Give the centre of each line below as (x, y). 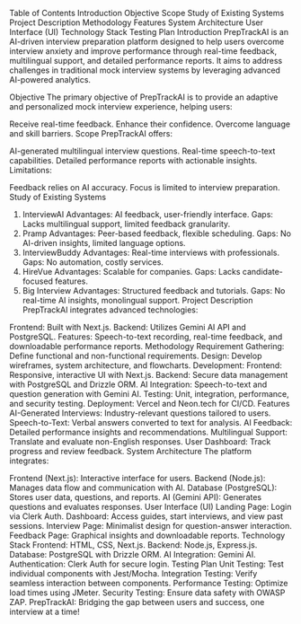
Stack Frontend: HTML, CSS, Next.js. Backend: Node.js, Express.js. (133, 545)
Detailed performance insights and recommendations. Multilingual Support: (148, 432)
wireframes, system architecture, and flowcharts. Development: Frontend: (146, 365)
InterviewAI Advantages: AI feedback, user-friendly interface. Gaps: (148, 214)
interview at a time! (44, 611)
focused (38, 281)
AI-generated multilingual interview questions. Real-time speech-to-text (142, 151)
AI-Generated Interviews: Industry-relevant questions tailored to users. (140, 413)
